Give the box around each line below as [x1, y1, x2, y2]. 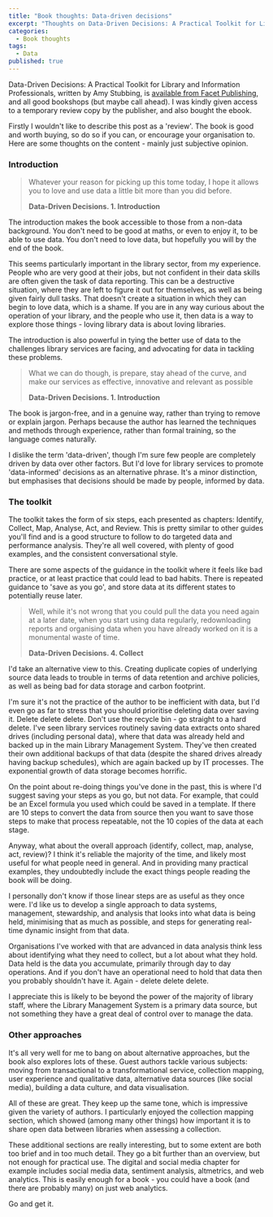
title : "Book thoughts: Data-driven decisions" [8, 11, 173, 20]
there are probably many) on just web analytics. [8, 1183, 168, 1193]
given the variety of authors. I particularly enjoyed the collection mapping [8, 1106, 254, 1116]
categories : [8, 27, 49, 35]
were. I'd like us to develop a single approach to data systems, [8, 900, 218, 910]
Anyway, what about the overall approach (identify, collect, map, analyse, [8, 841, 254, 850]
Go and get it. [8, 1198, 54, 1208]
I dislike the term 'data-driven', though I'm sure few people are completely [8, 450, 256, 460]
